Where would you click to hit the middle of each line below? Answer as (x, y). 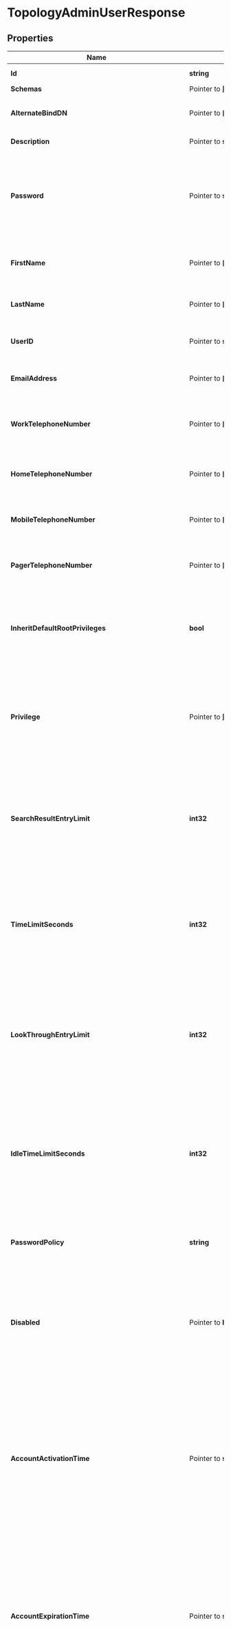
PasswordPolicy (37, 1242)
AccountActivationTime (50, 1459)
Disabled (25, 1322)
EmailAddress (34, 378)
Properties (30, 38)
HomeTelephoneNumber (52, 474)
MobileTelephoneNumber (53, 520)
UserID (22, 341)
